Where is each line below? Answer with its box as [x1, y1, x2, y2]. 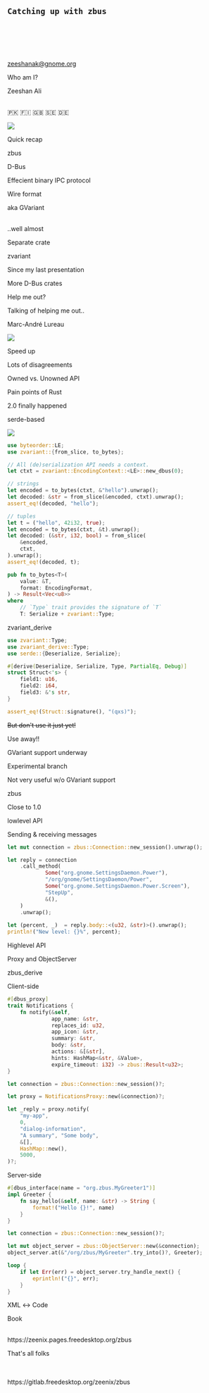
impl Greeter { [7, 1191, 52, 1199]
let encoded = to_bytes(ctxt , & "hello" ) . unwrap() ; [7, 487, 159, 494]
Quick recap [7, 135, 43, 144]
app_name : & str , [51, 1015, 99, 1023]
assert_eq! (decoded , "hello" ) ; [7, 500, 99, 507]
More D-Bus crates [7, 279, 63, 287]
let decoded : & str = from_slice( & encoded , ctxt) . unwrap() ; [7, 494, 184, 501]
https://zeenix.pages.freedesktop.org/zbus [7, 1335, 132, 1344]
